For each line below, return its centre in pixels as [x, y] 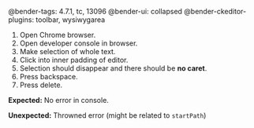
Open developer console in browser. [78, 43]
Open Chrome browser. [58, 35]
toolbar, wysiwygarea [70, 20]
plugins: [21, 20]
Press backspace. [49, 77]
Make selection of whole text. [67, 51]
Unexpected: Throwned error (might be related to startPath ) [107, 115]
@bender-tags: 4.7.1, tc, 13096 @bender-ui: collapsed [95, 11]
